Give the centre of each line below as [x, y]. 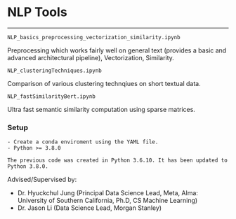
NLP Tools [38, 12]
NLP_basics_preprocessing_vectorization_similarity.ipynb [94, 37]
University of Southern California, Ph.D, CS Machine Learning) [107, 201]
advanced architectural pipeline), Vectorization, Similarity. [91, 57]
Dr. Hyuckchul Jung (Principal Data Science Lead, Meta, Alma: [108, 193]
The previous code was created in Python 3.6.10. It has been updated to [118, 161]
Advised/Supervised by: [42, 180]
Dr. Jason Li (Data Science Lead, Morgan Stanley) [90, 208]
